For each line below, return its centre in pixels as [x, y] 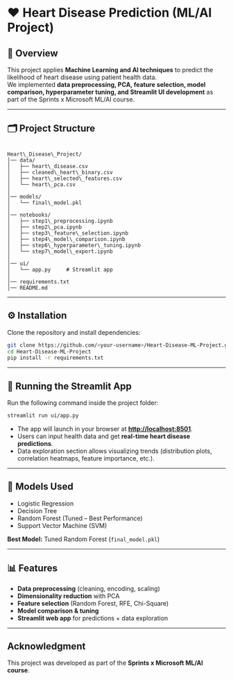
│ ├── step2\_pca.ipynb [44, 227]
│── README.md [28, 288]
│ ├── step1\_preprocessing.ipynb [60, 221]
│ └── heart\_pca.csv [42, 184]
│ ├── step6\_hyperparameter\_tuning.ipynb [74, 245]
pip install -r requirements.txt [55, 358]
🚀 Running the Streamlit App [69, 386]
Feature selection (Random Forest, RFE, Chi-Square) [93, 603]
